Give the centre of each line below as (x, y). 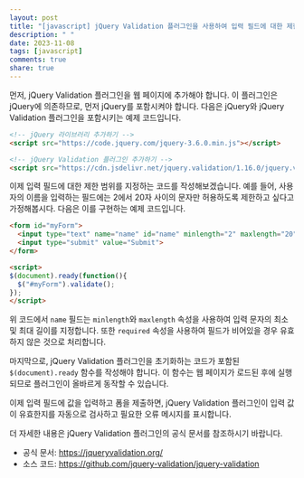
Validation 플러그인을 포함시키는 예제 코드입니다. (95, 117)
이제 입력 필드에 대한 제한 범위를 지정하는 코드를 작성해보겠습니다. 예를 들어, (143, 186)
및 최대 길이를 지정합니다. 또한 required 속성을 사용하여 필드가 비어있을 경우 (144, 331)
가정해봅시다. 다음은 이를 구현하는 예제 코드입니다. (98, 209)
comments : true (38, 60)
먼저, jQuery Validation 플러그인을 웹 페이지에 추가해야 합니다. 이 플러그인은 (144, 95)
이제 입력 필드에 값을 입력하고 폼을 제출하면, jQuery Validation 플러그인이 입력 (147, 403)
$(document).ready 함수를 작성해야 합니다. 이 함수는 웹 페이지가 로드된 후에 (142, 372)
